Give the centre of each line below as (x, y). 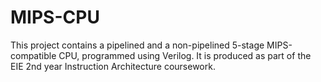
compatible (33, 55)
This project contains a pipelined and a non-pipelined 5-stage (137, 45)
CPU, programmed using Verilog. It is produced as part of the (185, 55)
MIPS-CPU (55, 17)
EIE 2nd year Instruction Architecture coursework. (113, 66)
